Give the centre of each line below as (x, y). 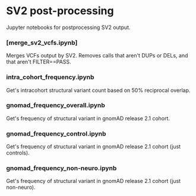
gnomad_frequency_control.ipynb (56, 133)
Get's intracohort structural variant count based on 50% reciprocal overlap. (98, 90)
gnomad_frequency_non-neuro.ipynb (61, 168)
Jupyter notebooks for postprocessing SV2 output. (68, 27)
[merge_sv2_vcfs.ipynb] (42, 43)
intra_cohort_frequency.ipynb (50, 77)
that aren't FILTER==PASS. (39, 62)
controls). (18, 153)
